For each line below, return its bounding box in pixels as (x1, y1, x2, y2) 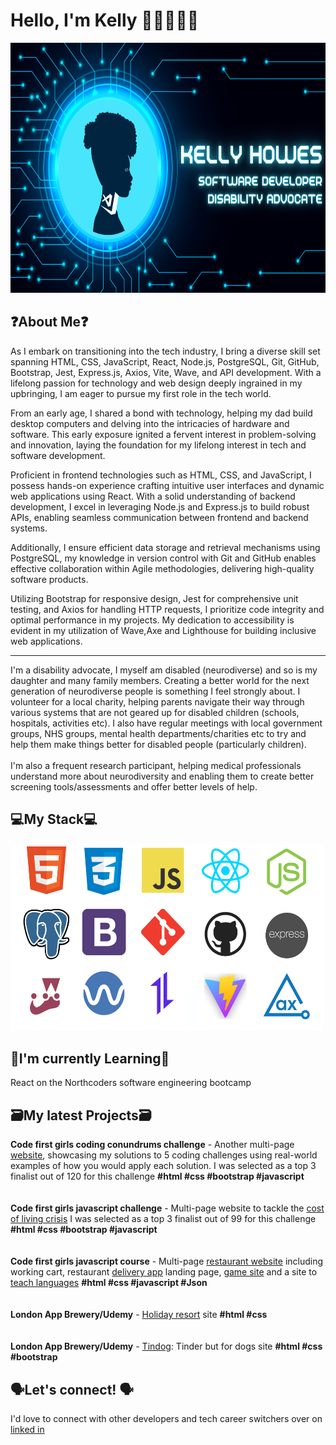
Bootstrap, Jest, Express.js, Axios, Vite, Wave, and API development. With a (10, 366, 322, 378)
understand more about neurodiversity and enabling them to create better (10, 770, 315, 782)
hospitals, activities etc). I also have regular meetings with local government (10, 717, 323, 729)
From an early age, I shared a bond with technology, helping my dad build (10, 407, 313, 419)
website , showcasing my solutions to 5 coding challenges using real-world (10, 1149, 318, 1161)
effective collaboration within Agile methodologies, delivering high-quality (10, 562, 315, 574)
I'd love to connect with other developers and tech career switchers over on (10, 1413, 323, 1424)
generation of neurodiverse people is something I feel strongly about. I (10, 685, 301, 697)
